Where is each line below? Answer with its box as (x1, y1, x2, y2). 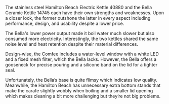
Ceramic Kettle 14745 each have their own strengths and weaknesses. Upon (5, 10, 164, 16)
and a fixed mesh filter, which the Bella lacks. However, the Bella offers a (5, 56, 157, 62)
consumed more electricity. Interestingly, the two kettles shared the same (5, 36, 158, 42)
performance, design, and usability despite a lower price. (5, 20, 124, 26)
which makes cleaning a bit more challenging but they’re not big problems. (5, 93, 161, 99)
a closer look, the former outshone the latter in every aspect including (5, 15, 151, 21)
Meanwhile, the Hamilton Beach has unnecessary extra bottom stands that (5, 82, 161, 88)
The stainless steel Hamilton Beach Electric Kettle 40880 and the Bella (5, 5, 152, 10)
